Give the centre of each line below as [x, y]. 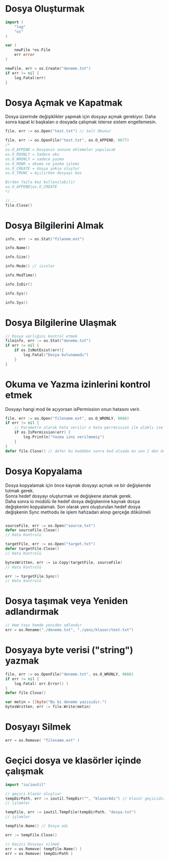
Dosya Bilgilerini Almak [55, 225]
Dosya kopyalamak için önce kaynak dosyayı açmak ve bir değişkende [78, 485]
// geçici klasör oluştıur [33, 794]
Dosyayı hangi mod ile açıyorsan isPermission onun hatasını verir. [73, 409]
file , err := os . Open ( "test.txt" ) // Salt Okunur [58, 131]
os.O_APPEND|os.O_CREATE [31, 187]
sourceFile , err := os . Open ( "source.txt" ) [50, 526]
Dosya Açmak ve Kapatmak [64, 102]
